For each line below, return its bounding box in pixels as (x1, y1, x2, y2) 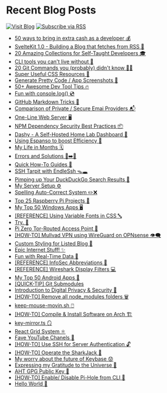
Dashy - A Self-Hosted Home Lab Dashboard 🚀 (14, 131, 128, 138)
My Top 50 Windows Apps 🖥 (14, 203, 83, 211)
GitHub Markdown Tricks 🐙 (14, 98, 80, 105)
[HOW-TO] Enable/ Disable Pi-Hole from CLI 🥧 (14, 374, 126, 381)
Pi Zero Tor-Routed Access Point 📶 (14, 225, 98, 232)
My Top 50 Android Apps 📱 (14, 274, 80, 281)
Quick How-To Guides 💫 (14, 160, 72, 168)
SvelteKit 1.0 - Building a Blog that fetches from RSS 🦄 (14, 43, 145, 50)
